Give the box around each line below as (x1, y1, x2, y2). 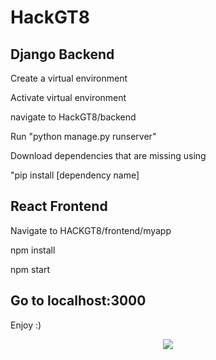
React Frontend (10, 198, 108, 215)
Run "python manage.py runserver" (10, 131, 157, 142)
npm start (10, 263, 51, 275)
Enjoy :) (10, 319, 42, 331)
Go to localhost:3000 (10, 292, 147, 310)
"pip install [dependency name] (10, 169, 140, 181)
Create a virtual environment (10, 72, 128, 84)
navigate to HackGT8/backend (10, 111, 137, 123)
